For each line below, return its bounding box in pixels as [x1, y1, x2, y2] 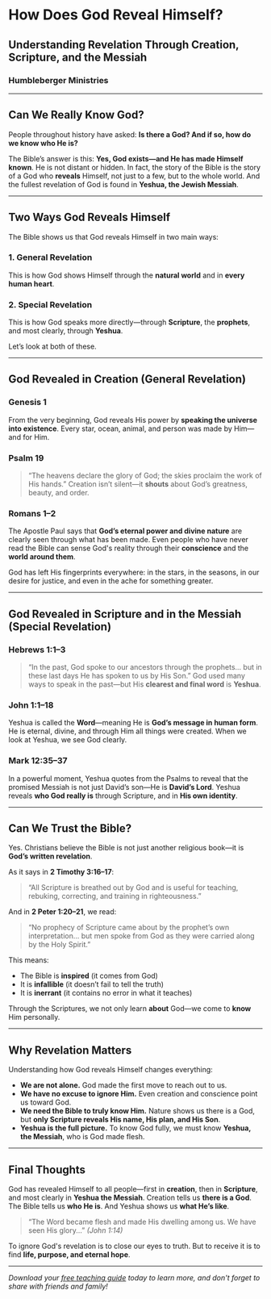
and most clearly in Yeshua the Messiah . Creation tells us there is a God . [8, 1192, 252, 1203]
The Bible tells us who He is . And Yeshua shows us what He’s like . [8, 1201, 230, 1211]
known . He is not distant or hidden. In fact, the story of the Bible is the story [8, 162, 261, 172]
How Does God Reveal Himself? [8, 6, 223, 24]
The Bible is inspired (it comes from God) [19, 971, 159, 981]
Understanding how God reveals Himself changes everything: [8, 1065, 214, 1075]
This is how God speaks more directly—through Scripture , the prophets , [8, 317, 251, 328]
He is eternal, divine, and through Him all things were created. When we [8, 726, 248, 736]
